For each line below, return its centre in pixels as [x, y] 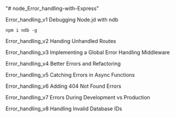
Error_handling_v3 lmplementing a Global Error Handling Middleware [88, 52]
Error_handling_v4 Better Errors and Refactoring [63, 64]
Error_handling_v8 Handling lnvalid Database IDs [64, 109]
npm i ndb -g [21, 30]
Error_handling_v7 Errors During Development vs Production [78, 97]
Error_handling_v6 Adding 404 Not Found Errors [63, 86]
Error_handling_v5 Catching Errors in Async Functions [70, 75]
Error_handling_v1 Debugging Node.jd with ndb [62, 19]
